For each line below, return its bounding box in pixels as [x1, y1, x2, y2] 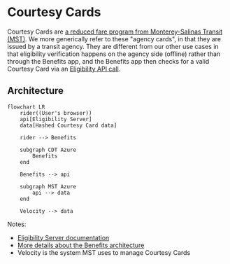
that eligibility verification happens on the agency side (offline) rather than [7, 50, 221, 58]
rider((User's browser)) [20, 109, 92, 116]
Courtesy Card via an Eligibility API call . [7, 64, 121, 73]
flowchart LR [7, 103, 45, 111]
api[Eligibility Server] [20, 116, 92, 123]
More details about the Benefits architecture [17, 241, 145, 249]
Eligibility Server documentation [17, 233, 110, 242]
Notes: [7, 220, 27, 228]
